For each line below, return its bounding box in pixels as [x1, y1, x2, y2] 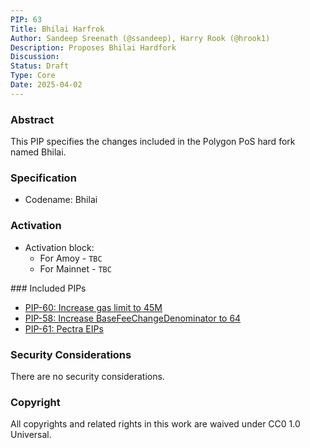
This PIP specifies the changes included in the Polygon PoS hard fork [10, 136, 296, 148]
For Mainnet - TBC [39, 262, 112, 275]
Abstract [10, 112, 55, 126]
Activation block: [24, 241, 95, 253]
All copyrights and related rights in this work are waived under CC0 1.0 [10, 418, 301, 430]
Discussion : [10, 52, 60, 62]
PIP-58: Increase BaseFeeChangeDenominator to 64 [24, 312, 242, 324]
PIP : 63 [10, 14, 43, 25]
